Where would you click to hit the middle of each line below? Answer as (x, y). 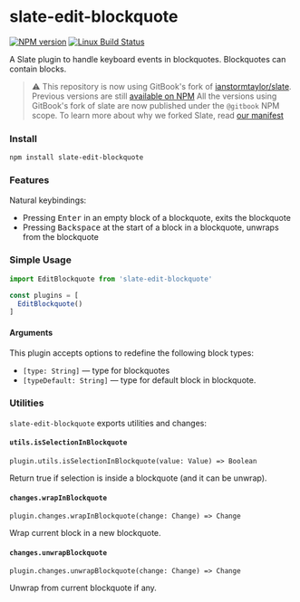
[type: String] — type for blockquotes (96, 370)
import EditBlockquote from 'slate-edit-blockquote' (111, 279)
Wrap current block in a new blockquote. (85, 533)
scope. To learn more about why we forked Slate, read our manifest (157, 115)
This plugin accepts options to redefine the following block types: (131, 353)
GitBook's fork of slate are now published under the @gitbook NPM (155, 105)
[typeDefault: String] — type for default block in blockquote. (139, 380)
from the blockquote (61, 236)
